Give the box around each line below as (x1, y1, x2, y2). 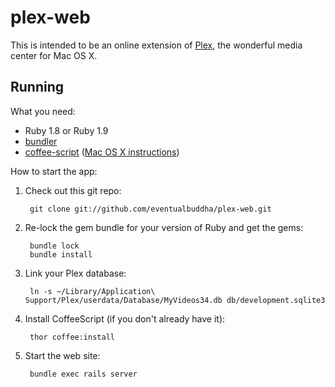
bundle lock (29, 241, 80, 251)
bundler (24, 135, 58, 147)
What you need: (10, 105, 76, 117)
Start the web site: (24, 349, 101, 361)
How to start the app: (10, 165, 98, 177)
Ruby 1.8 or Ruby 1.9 (24, 124, 109, 136)
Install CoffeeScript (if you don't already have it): (24, 312, 226, 325)
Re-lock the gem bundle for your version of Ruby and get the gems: (24, 221, 304, 233)
